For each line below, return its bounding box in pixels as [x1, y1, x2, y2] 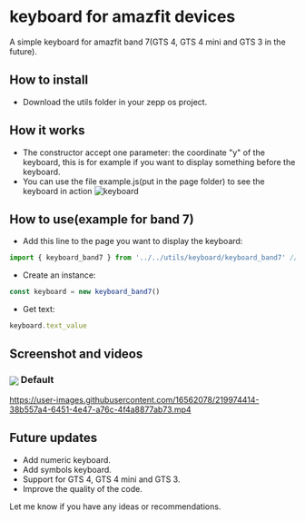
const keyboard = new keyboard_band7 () [9, 288, 161, 297]
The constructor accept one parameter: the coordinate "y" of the [22, 147, 266, 158]
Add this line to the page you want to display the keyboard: [22, 236, 243, 247]
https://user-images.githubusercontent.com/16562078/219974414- [9, 394, 260, 405]
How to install [9, 73, 89, 88]
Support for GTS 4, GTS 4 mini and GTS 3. [22, 474, 181, 485]
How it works [9, 123, 85, 138]
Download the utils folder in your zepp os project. [22, 96, 208, 107]
